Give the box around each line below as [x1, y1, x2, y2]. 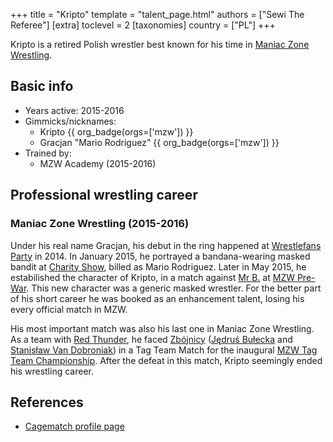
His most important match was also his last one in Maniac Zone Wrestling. [10, 322, 315, 334]
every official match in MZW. [10, 303, 128, 315]
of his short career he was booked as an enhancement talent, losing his [10, 292, 305, 304]
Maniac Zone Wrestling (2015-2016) [10, 217, 190, 231]
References [10, 394, 84, 411]
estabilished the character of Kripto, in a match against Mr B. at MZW [10, 271, 295, 283]
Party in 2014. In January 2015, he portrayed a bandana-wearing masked [10, 250, 311, 262]
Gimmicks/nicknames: [24, 115, 117, 127]
